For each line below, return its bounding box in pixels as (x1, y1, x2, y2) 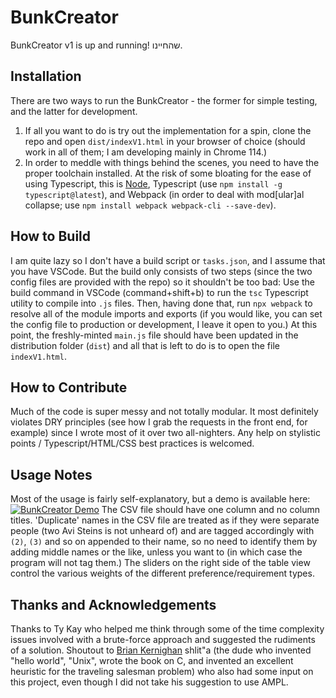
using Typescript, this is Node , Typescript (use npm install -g (24, 177, 283, 190)
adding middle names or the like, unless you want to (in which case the (10, 546, 303, 558)
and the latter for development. (10, 105, 138, 117)
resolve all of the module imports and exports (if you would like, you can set (10, 307, 323, 320)
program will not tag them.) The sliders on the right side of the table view (10, 557, 311, 569)
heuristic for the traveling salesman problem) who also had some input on (10, 666, 314, 677)
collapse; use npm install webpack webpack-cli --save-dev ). (24, 199, 277, 211)
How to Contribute (10, 379, 128, 396)
